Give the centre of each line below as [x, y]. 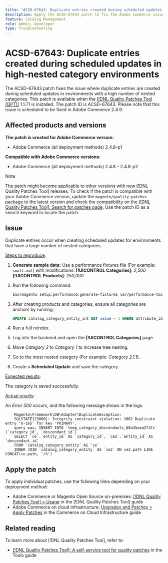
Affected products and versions [56, 125]
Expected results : [23, 376]
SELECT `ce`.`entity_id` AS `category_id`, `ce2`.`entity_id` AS [84, 437]
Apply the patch [31, 469]
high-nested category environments [82, 74]
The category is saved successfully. [42, 386]
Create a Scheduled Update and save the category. [65, 367]
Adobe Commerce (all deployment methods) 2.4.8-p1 [67, 147]
